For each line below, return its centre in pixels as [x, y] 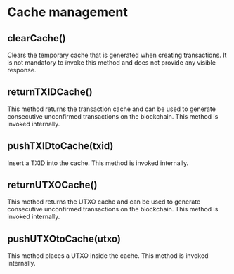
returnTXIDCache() [50, 92]
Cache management [67, 12]
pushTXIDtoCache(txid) [60, 146]
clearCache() [37, 38]
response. [22, 70]
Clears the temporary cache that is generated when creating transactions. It [117, 55]
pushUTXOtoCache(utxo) [64, 239]
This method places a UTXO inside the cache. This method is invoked [108, 256]
